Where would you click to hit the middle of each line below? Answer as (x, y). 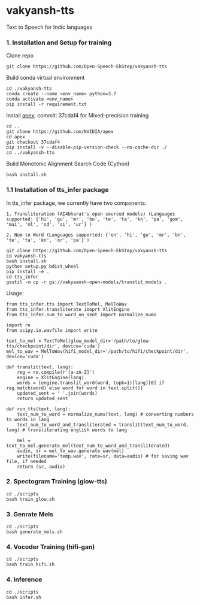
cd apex (16, 137)
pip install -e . (28, 271)
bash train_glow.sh (31, 499)
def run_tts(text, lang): (38, 409)
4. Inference (24, 580)
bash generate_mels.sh (34, 532)
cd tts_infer (22, 277)
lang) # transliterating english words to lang (67, 430)
